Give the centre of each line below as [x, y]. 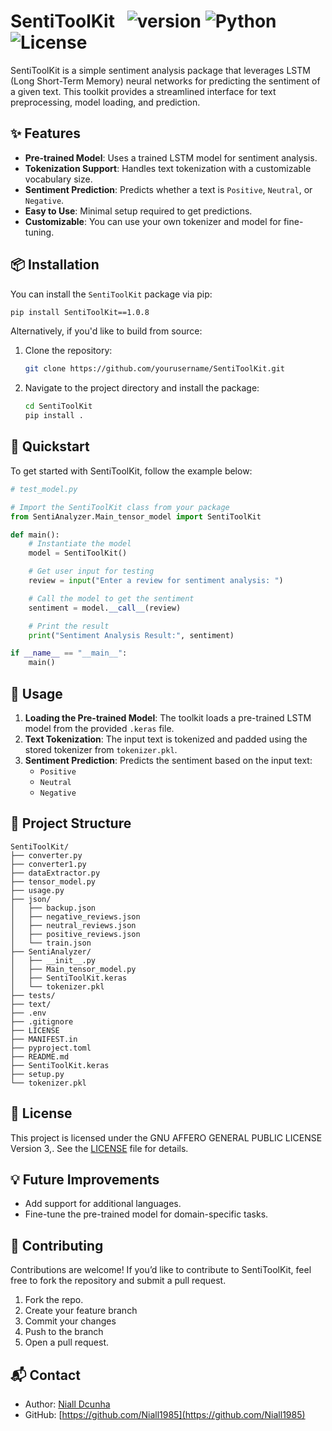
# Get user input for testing [91, 571]
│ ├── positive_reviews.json [75, 934]
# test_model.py [44, 489]
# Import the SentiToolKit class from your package [120, 507]
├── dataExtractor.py [55, 873]
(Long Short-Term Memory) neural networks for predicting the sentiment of [165, 81]
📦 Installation [55, 265]
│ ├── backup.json [53, 908]
